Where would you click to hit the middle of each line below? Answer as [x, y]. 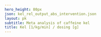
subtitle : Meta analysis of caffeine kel [47, 23]
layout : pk [16, 18]
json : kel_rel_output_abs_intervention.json [50, 14]
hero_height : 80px [23, 9]
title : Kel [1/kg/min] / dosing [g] [42, 27]
